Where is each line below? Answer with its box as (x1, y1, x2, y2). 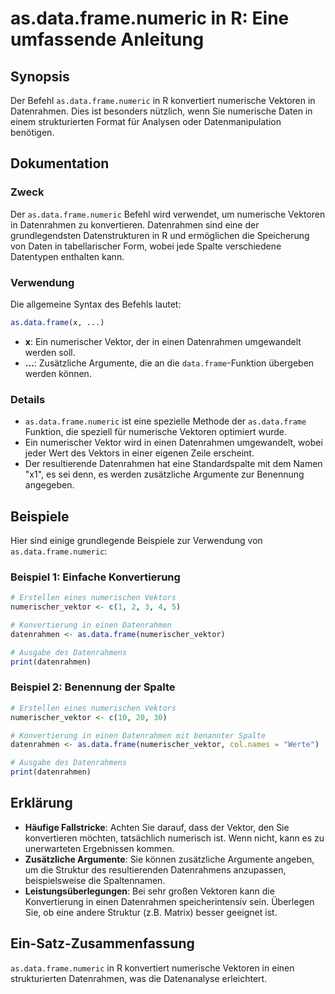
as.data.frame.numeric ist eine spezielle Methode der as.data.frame (24, 415, 307, 427)
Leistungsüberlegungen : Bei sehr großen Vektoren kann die (24, 885, 275, 897)
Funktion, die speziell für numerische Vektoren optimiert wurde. (24, 426, 287, 438)
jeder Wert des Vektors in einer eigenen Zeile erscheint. (24, 447, 255, 459)
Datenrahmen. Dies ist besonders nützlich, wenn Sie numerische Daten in (10, 105, 313, 117)
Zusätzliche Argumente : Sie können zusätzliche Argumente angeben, (24, 853, 315, 865)
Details (10, 392, 46, 406)
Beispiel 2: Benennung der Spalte (10, 680, 176, 694)
